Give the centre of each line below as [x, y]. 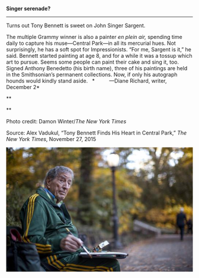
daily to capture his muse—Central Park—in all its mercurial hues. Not [91, 43]
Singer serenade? [28, 9]
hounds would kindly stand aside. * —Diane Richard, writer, [86, 81]
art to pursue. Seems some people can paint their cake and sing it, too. [93, 62]
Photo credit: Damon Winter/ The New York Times [66, 121]
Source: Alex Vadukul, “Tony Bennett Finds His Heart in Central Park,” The [97, 133]
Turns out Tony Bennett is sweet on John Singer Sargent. [76, 25]
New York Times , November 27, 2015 [51, 139]
